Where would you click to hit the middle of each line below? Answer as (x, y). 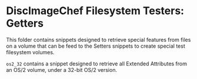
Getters (25, 23)
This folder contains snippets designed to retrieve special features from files (98, 39)
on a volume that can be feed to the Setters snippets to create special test (96, 46)
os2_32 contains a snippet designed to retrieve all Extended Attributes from (96, 64)
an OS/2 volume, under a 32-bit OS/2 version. (62, 70)
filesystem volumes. (30, 52)
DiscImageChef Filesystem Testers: (95, 11)
